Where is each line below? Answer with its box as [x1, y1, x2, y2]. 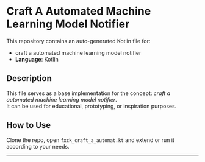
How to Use [6, 120, 51, 130]
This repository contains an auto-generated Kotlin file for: [6, 37, 151, 44]
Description [6, 73, 52, 83]
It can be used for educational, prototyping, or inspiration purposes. [6, 102, 177, 110]
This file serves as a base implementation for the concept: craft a [6, 90, 171, 97]
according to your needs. [6, 143, 70, 150]
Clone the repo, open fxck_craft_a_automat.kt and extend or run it [6, 136, 175, 144]
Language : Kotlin [15, 55, 59, 63]
